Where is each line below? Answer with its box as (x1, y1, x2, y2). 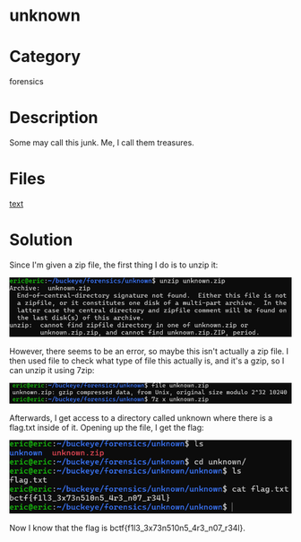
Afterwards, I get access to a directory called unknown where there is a (9, 412, 273, 423)
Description (9, 108, 99, 128)
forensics (9, 76, 44, 87)
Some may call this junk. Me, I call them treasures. (9, 137, 194, 148)
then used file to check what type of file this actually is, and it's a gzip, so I (9, 355, 285, 366)
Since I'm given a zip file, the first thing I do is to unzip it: (9, 259, 219, 270)
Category (9, 47, 82, 67)
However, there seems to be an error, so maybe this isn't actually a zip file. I (9, 346, 289, 356)
